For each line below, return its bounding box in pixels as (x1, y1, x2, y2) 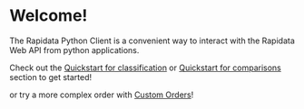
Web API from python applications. (9, 44, 140, 55)
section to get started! (9, 71, 93, 82)
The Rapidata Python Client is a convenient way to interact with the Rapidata (9, 35, 295, 46)
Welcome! (9, 5, 88, 26)
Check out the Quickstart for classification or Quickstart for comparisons (9, 62, 281, 73)
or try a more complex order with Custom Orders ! (9, 89, 194, 100)
